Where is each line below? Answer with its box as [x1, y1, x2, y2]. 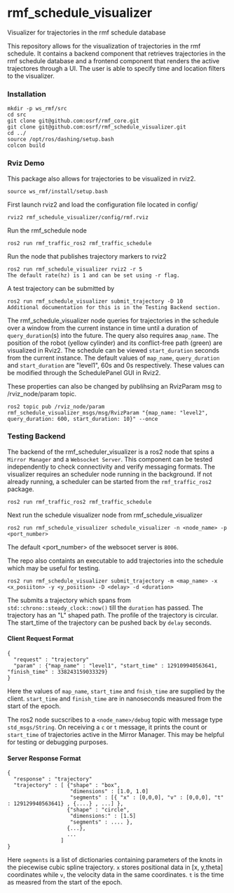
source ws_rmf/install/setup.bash [7, 188, 109, 195]
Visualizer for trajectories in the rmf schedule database [7, 28, 166, 37]
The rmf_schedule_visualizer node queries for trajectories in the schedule [7, 316, 219, 325]
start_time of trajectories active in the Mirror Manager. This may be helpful [7, 731, 225, 739]
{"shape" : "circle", [67, 807, 130, 814]
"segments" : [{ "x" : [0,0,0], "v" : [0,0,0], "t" [69, 794, 224, 802]
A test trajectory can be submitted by [7, 284, 115, 292]
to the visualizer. [7, 72, 55, 80]
